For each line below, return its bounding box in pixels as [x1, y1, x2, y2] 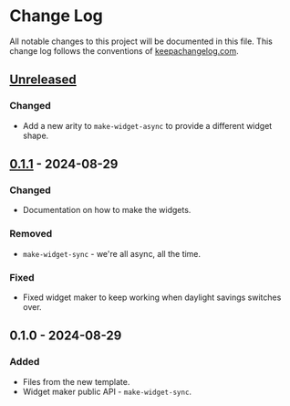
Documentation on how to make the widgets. [22, 205, 192, 216]
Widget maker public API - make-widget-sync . [22, 386, 192, 397]
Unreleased [9, 72, 78, 88]
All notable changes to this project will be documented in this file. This [9, 36, 274, 47]
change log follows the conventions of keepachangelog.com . [9, 45, 239, 56]
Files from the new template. [22, 376, 130, 387]
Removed [9, 228, 53, 240]
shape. [22, 130, 49, 141]
